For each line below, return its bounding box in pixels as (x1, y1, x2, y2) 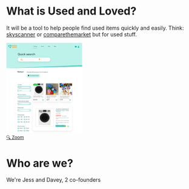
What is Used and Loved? (6, 4, 137, 18)
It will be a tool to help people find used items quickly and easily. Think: (6, 24, 184, 31)
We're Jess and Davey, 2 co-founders (6, 176, 101, 184)
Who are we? (6, 156, 74, 170)
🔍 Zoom (6, 134, 24, 141)
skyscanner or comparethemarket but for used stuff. (6, 30, 138, 38)
